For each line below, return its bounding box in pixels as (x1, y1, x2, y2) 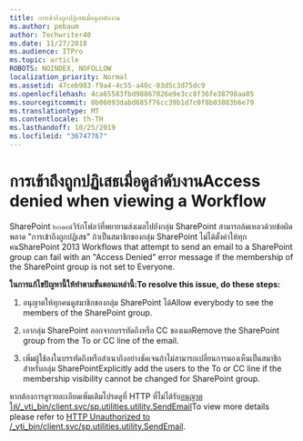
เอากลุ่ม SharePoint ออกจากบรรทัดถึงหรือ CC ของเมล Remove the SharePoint (22, 325, 280, 336)
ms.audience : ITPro (9, 47, 84, 56)
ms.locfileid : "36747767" (9, 132, 107, 141)
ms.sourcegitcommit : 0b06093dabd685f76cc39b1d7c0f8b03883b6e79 (9, 97, 255, 107)
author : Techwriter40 (9, 30, 92, 39)
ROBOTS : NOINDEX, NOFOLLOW (9, 65, 112, 74)
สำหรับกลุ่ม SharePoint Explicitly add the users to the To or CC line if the (22, 363, 282, 374)
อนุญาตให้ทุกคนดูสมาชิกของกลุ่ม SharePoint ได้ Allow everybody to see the (22, 296, 274, 307)
